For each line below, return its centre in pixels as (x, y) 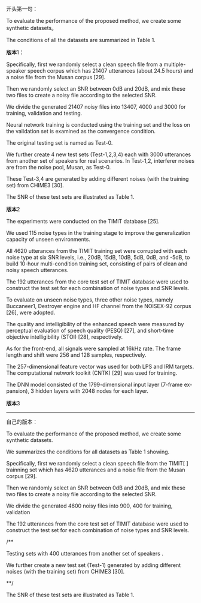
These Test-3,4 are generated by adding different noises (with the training (98, 179)
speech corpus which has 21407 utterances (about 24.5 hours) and (110, 71)
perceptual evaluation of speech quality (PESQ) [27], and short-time (90, 330)
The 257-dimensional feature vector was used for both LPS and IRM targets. (100, 366)
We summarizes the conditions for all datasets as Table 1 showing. (88, 452)
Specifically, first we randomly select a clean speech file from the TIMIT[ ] (97, 463)
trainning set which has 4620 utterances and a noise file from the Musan (96, 470)
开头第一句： (22, 9)
